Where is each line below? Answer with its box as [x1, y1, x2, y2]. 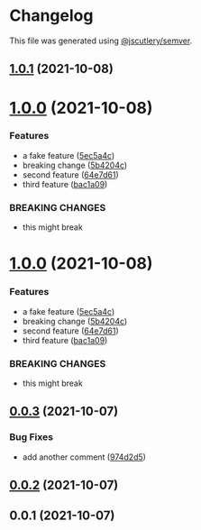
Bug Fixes [9, 431, 54, 443]
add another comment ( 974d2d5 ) [22, 452, 147, 462]
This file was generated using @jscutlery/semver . [9, 35, 193, 46]
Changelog [9, 5, 94, 26]
